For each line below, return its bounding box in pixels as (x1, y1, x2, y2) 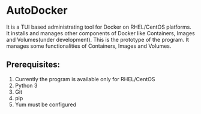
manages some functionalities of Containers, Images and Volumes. (6, 42, 172, 50)
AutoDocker (6, 4, 68, 17)
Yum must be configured (14, 101, 77, 108)
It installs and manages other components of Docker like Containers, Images (6, 29, 195, 36)
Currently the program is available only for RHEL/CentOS (14, 75, 155, 82)
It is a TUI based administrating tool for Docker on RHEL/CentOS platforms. (6, 23, 192, 30)
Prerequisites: (6, 60, 60, 70)
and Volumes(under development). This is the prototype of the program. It (6, 36, 189, 43)
